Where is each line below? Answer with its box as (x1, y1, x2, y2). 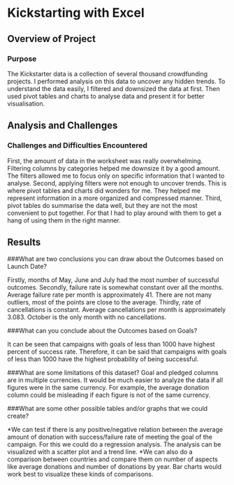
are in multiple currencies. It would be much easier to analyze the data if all (7, 376, 224, 384)
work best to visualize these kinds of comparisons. (7, 470, 154, 479)
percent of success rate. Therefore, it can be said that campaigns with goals (7, 348, 227, 356)
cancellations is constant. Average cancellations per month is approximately (7, 306, 226, 314)
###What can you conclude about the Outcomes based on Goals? (7, 327, 198, 335)
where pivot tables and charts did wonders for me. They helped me (7, 186, 201, 195)
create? (7, 412, 29, 421)
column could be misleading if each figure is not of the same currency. (7, 391, 211, 400)
